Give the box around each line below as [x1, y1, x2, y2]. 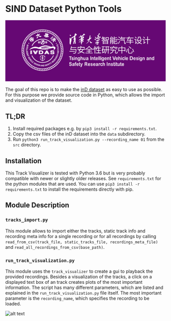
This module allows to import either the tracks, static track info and [5, 227, 146, 234]
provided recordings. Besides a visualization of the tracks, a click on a [5, 273, 152, 280]
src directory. [12, 142, 41, 148]
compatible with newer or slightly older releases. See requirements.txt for [5, 176, 161, 181]
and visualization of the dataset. [5, 97, 72, 103]
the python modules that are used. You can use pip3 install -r [5, 181, 140, 187]
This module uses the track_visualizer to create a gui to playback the [5, 268, 153, 274]
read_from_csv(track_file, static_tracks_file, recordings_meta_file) [5, 240, 158, 245]
